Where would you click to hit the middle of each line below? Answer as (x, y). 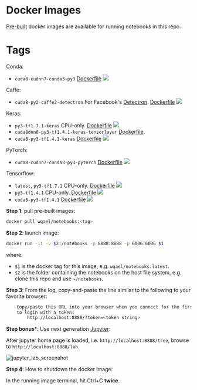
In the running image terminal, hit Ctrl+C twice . (63, 381)
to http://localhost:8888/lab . (43, 347)
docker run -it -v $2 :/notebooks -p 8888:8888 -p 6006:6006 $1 (85, 243)
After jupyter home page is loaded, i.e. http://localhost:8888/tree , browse (98, 340)
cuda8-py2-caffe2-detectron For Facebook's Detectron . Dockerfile (95, 102)
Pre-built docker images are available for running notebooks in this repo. (94, 26)
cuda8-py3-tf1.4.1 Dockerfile (50, 199)
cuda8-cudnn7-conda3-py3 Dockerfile (58, 78)
